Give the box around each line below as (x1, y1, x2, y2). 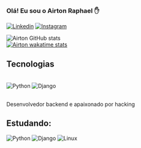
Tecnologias (6, 59, 55, 69)
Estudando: (6, 118, 51, 128)
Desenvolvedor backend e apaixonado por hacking (6, 100, 135, 108)
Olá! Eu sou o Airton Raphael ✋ (6, 6, 100, 15)
